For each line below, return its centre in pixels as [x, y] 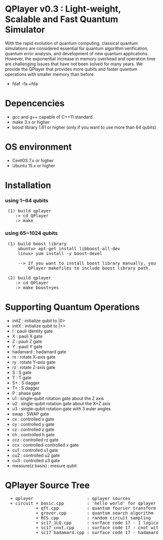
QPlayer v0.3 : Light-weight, [63, 9]
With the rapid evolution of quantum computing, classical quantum [72, 43]
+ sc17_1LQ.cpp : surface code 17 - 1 [88, 523]
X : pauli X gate [27, 336]
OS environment [38, 147]
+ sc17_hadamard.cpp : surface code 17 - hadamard [97, 533]
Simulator [25, 30]
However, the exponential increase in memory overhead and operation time [80, 58]
